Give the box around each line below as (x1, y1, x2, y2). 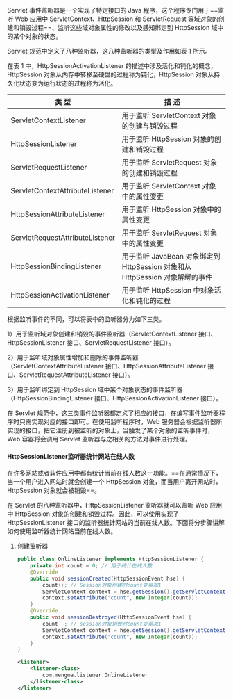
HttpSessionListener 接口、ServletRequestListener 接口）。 (7, 339, 175, 346)
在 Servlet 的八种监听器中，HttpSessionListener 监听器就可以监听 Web (7, 501, 209, 510)
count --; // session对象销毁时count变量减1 (42, 620, 162, 627)
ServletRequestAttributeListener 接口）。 (19, 371, 134, 379)
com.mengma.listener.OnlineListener (42, 672, 148, 679)
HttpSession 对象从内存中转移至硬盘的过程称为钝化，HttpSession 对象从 (7, 70, 214, 79)
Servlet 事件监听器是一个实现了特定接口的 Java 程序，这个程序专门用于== (7, 6, 218, 14)
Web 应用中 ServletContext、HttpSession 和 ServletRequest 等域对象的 (15, 15, 218, 23)
